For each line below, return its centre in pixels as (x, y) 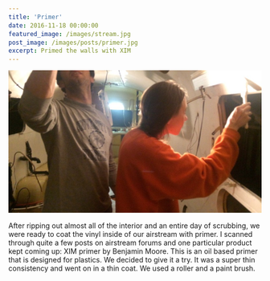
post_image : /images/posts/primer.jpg (73, 43)
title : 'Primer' (35, 17)
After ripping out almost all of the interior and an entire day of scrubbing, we (134, 226)
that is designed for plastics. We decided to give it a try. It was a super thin (132, 259)
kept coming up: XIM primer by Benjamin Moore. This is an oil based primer (133, 251)
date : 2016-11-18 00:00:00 (53, 25)
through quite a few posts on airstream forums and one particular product (130, 242)
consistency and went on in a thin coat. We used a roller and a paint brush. (132, 268)
